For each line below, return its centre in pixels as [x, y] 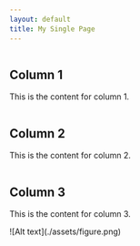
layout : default [40, 19]
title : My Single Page [52, 29]
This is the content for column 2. [70, 156]
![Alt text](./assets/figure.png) [65, 231]
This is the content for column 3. [70, 213]
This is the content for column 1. [70, 97]
